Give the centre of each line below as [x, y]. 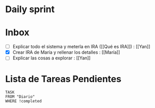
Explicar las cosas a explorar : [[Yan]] [51, 58]
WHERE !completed [24, 101]
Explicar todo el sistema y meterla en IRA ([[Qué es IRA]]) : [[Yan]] [81, 47]
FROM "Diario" [20, 97]
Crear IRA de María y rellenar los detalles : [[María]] [66, 52]
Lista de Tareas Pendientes [63, 79]
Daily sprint [30, 9]
